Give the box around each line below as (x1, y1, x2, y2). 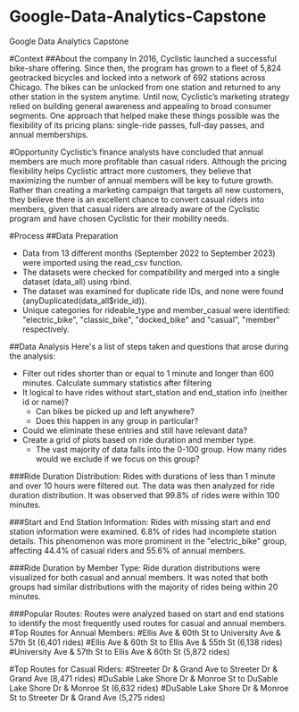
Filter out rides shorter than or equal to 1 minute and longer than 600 (21, 368, 275, 378)
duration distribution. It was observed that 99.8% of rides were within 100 (9, 489, 279, 500)
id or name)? (21, 396, 69, 407)
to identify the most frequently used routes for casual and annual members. (9, 617, 287, 628)
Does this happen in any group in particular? (35, 415, 199, 426)
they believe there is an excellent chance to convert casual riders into (9, 194, 265, 205)
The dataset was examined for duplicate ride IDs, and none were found (21, 285, 284, 296)
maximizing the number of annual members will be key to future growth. (9, 174, 274, 185)
